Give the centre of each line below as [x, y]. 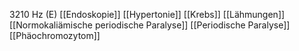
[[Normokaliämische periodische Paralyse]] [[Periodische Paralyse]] [150, 25]
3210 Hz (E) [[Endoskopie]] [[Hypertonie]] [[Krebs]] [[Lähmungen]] [147, 14]
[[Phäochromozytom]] [55, 35]
